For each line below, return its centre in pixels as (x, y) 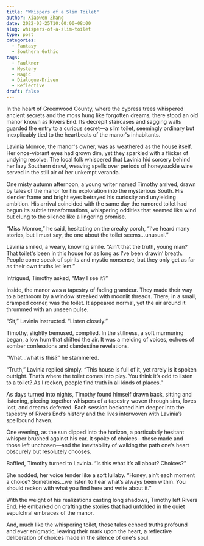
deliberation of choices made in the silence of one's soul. (78, 537)
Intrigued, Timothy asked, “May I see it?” (57, 278)
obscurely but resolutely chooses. (49, 451)
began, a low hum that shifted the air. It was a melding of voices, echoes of (100, 339)
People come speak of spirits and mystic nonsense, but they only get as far (101, 259)
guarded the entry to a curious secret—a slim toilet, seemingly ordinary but (100, 128)
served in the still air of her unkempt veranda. (63, 172)
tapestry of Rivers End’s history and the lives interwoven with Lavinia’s (94, 414)
